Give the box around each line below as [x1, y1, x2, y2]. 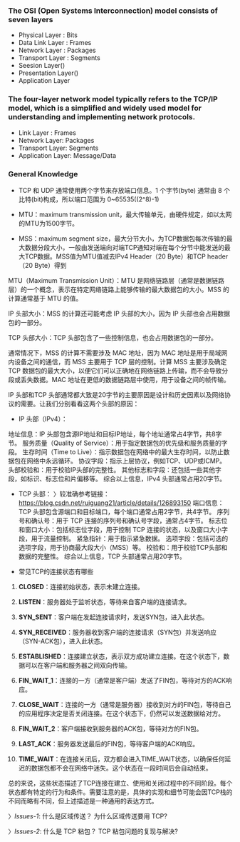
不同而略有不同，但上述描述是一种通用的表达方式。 [8, 796, 158, 805]
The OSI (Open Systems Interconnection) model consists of [8, 6, 218, 16]
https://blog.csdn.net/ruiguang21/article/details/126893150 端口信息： [18, 498, 224, 507]
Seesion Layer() [18, 61, 66, 70]
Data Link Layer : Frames [18, 39, 92, 47]
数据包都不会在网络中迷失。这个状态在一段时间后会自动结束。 [31, 763, 212, 772]
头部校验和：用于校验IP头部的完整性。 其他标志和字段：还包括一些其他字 [8, 465, 221, 473]
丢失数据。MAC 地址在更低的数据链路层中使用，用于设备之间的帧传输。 [20, 375, 230, 384]
